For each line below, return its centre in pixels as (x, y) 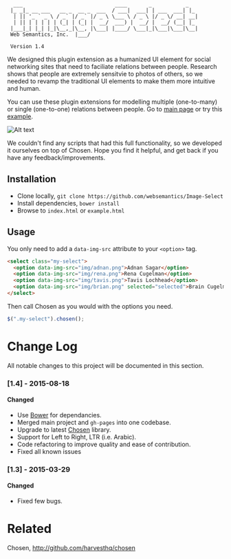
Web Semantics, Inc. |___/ (50, 34)
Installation (32, 179)
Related (29, 529)
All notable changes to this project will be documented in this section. (106, 365)
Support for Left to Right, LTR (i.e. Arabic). (76, 437)
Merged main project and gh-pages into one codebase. (94, 422)
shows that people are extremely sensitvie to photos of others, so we (105, 74)
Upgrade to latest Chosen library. (64, 429)
